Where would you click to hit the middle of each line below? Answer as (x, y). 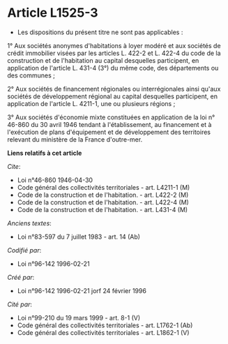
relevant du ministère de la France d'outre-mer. (75, 139)
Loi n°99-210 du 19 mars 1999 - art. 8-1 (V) (79, 317)
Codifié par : (24, 250)
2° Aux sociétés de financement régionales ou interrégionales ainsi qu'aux (114, 89)
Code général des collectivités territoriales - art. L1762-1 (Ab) (105, 325)
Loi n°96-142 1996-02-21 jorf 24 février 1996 (82, 290)
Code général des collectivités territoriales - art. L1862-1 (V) (103, 332)
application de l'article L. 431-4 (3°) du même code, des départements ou (113, 68)
